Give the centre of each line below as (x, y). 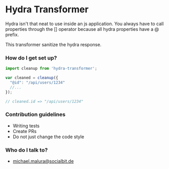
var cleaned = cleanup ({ (32, 78)
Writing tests (26, 126)
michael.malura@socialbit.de (43, 161)
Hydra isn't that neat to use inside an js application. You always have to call (84, 24)
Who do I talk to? (27, 150)
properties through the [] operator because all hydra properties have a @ (82, 29)
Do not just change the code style (48, 137)
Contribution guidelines (35, 115)
